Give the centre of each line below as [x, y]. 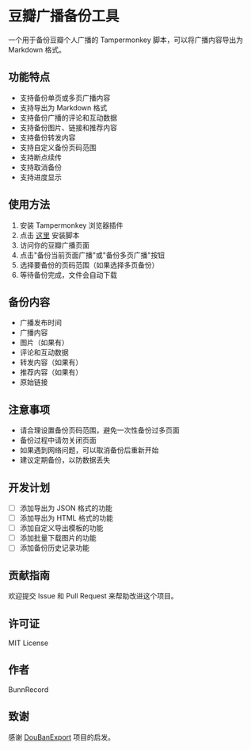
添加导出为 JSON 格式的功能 [66, 508]
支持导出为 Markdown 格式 [63, 107]
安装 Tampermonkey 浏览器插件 [72, 225]
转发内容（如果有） [51, 363]
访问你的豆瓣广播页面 [54, 245]
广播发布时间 [40, 323]
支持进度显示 [40, 177]
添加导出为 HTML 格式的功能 [66, 518]
